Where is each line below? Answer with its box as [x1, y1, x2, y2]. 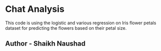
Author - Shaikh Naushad [5, 40, 86, 48]
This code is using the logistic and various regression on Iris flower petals [5, 20, 157, 26]
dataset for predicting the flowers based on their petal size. [5, 25, 127, 31]
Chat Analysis [5, 3, 65, 15]
